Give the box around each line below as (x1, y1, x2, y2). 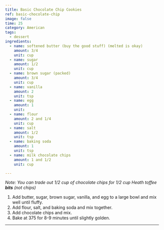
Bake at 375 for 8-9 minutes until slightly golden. (12, 215, 110, 221)
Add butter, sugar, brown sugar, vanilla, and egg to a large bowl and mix (12, 194, 157, 200)
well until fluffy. (12, 199, 43, 206)
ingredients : (5, 39, 32, 44)
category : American (5, 25, 45, 30)
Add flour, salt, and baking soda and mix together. (12, 205, 113, 210)
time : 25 (5, 21, 23, 26)
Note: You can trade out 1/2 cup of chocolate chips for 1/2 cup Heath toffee (5, 180, 157, 185)
